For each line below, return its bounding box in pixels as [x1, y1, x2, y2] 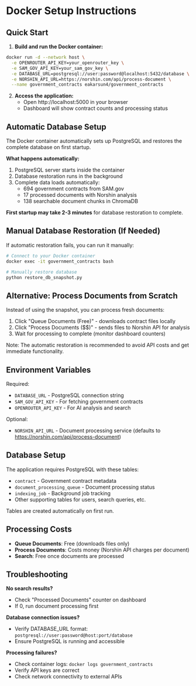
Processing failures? [6, 649, 57, 656]
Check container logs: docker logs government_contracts [14, 661, 153, 668]
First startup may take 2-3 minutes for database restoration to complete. [6, 209, 183, 216]
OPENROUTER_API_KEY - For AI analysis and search [14, 404, 131, 411]
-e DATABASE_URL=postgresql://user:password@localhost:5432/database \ [11, 70, 190, 77]
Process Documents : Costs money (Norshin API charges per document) [14, 546, 190, 553]
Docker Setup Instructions [6, 4, 136, 18]
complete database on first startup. [6, 144, 91, 151]
